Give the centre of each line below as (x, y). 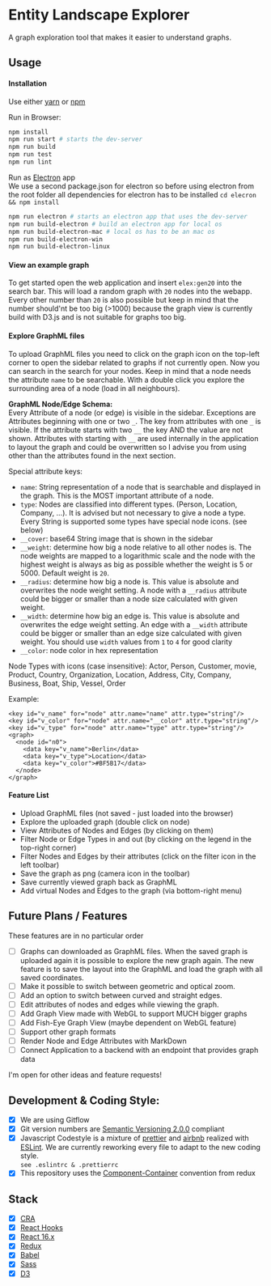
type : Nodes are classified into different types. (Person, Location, (129, 504)
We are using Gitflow (55, 1120)
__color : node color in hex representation (89, 650)
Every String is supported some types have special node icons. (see (133, 521)
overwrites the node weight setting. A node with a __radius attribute (133, 590)
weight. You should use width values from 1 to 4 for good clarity (126, 642)
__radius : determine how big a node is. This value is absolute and (129, 581)
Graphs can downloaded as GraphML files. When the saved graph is (134, 951)
